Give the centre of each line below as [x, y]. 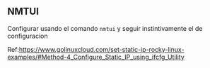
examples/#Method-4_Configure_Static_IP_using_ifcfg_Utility [96, 57]
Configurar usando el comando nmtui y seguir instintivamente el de [105, 28]
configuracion [28, 36]
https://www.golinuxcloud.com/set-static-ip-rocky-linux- [102, 49]
